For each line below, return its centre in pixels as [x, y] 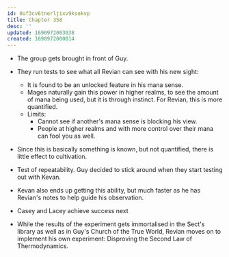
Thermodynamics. [43, 246]
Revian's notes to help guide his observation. [80, 198]
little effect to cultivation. [52, 157]
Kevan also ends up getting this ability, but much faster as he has [109, 191]
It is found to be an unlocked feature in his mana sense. [105, 85]
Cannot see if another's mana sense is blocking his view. [117, 121]
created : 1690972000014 [41, 39]
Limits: [37, 114]
